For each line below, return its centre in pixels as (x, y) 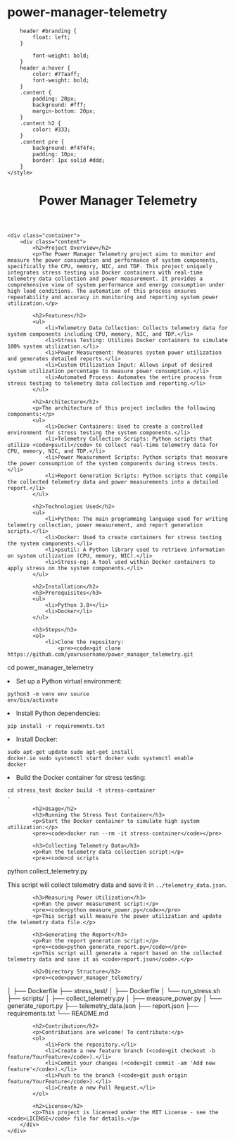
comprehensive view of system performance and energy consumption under (116, 285)
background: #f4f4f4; (64, 148)
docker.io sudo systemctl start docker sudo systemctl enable (100, 758)
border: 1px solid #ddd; (69, 160)
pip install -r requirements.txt (56, 726)
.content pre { (42, 141)
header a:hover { (45, 68)
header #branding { (49, 31)
